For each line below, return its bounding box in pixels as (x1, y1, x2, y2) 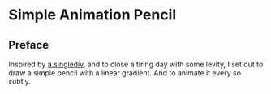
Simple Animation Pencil (8, 6, 177, 24)
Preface (8, 38, 49, 52)
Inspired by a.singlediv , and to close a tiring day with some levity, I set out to (8, 59, 264, 69)
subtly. (8, 77, 31, 86)
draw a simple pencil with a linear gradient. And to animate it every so (8, 68, 242, 78)
